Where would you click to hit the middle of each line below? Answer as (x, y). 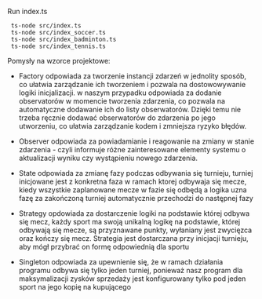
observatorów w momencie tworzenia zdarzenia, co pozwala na (122, 101)
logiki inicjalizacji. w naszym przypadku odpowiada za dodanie (120, 93)
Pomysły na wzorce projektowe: (59, 61)
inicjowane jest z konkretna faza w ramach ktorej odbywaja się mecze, (133, 181)
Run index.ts (27, 11)
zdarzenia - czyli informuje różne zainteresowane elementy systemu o (132, 149)
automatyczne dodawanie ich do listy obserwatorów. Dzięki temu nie (130, 109)
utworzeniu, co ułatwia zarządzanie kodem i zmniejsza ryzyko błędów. (133, 126)
